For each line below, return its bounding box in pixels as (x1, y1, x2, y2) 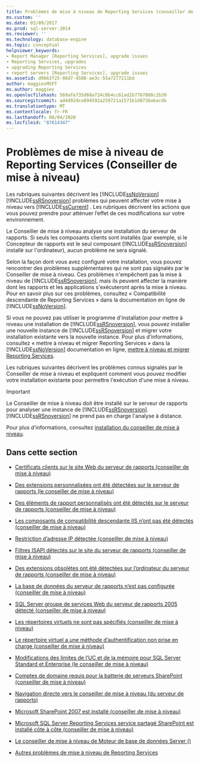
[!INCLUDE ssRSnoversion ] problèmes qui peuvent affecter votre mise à (6, 197, 181, 204)
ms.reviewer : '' (6, 31, 47, 37)
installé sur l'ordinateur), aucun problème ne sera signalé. (6, 247, 148, 254)
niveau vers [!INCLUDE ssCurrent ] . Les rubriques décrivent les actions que (6, 204, 190, 211)
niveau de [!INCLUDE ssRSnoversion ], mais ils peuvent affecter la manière (6, 277, 187, 284)
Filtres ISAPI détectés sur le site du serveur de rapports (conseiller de (14, 546, 186, 554)
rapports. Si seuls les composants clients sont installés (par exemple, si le (6, 234, 187, 241)
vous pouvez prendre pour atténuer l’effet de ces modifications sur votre (6, 210, 185, 217)
